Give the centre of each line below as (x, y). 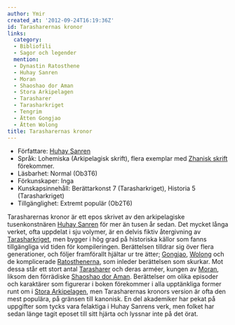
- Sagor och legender (45, 53)
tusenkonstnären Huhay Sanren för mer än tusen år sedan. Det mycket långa (118, 225)
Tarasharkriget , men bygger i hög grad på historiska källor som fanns (107, 239)
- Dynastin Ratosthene (47, 66)
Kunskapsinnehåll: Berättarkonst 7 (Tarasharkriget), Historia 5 (106, 188)
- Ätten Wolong (36, 125)
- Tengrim (28, 112)
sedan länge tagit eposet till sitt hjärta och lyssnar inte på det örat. (103, 314)
